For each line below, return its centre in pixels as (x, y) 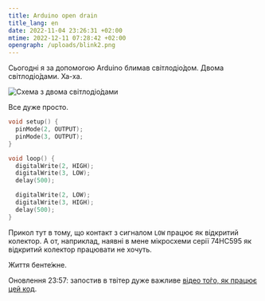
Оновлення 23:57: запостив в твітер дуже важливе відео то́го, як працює (132, 280)
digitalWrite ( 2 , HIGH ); (55, 166)
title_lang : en (33, 23)
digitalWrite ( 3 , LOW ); (53, 173)
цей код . (23, 288)
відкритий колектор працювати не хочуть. (80, 249)
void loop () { (32, 158)
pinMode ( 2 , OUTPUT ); (49, 129)
